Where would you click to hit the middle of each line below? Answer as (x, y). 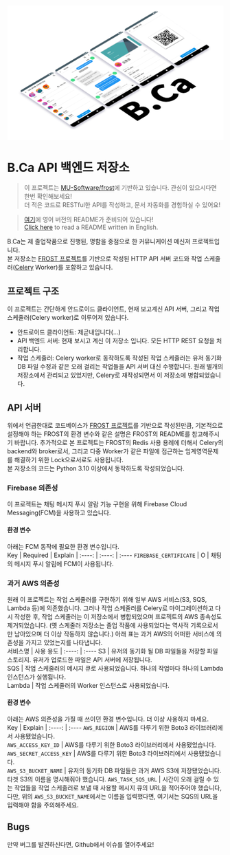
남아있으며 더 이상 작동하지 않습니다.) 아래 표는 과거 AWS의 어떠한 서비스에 (114, 634)
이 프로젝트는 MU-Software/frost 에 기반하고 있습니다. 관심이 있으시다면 (120, 188)
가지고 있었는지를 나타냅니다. (64, 642)
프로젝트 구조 (33, 291)
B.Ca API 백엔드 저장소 (68, 167)
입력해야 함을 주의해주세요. (43, 805)
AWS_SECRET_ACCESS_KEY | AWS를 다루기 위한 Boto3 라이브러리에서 (97, 754)
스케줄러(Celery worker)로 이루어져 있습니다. (68, 318)
